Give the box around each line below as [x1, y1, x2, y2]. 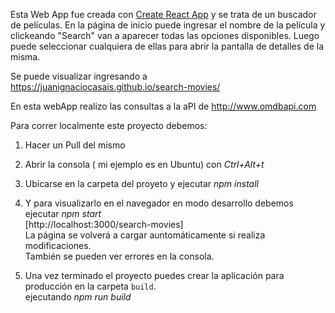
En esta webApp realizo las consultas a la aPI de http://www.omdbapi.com [10, 100, 317, 112]
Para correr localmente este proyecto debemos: [10, 120, 208, 131]
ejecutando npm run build [24, 291, 132, 303]
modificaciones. [24, 240, 92, 251]
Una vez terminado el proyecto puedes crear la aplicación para [24, 270, 285, 281]
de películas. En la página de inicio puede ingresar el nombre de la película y [10, 19, 326, 31]
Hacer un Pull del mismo [24, 139, 126, 151]
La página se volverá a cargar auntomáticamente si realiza [24, 229, 266, 241]
